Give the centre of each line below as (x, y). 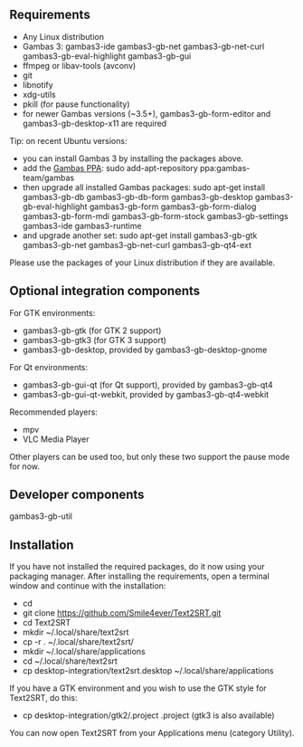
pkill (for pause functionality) (76, 104)
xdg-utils (39, 94)
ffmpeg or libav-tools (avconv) (79, 65)
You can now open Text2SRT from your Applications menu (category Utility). (152, 733)
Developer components (77, 495)
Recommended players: (53, 412)
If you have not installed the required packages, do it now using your (137, 567)
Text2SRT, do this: (43, 698)
